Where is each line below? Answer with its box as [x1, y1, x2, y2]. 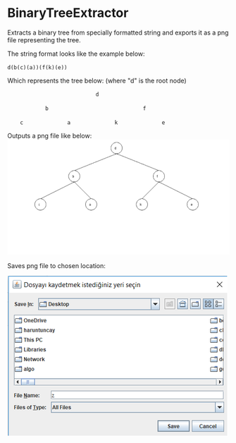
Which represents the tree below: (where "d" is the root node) [7, 76, 187, 85]
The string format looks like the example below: [7, 49, 146, 58]
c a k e [20, 119, 166, 126]
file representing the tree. [7, 35, 81, 44]
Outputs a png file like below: [7, 131, 92, 140]
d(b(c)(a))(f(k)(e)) [7, 63, 68, 71]
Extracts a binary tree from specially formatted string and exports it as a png [7, 28, 229, 37]
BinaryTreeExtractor [7, 5, 129, 21]
